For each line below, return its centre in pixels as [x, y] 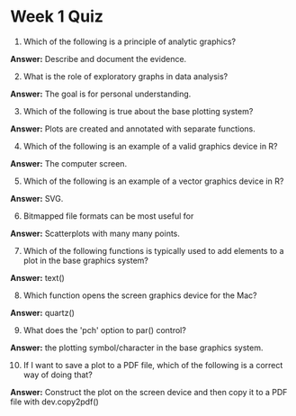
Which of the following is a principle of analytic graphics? [130, 41]
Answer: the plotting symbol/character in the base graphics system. [137, 348]
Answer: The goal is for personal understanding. [101, 94]
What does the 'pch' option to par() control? [105, 330]
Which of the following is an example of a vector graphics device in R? [153, 181]
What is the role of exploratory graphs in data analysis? [126, 76]
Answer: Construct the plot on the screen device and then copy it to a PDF [149, 392]
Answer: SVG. [37, 198]
